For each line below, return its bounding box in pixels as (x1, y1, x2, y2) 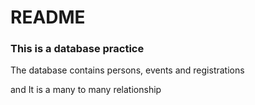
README (10, 6, 86, 29)
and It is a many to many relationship (10, 84, 162, 96)
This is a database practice (10, 42, 145, 56)
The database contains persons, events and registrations (10, 64, 245, 76)
